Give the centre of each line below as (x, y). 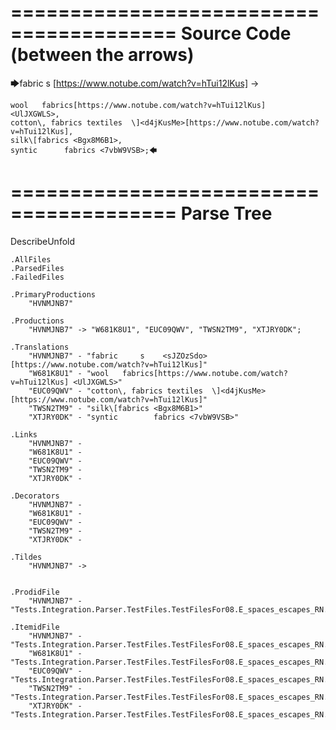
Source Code (236, 33)
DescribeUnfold (43, 241)
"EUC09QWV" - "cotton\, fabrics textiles (115, 391)
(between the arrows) (102, 55)
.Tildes (26, 557)
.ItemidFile (35, 627)
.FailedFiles (37, 277)
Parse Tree (226, 213)
